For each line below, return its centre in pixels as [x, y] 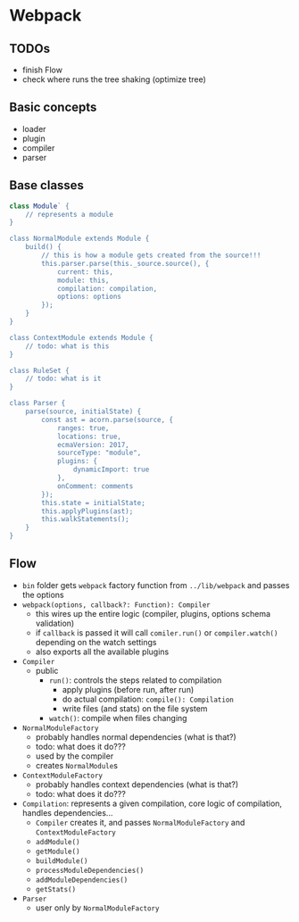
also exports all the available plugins [102, 652]
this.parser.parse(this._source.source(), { [125, 263]
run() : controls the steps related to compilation [135, 680]
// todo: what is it [63, 379]
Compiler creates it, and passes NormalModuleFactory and [140, 822]
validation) [55, 623]
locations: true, [89, 436]
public [47, 670]
